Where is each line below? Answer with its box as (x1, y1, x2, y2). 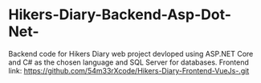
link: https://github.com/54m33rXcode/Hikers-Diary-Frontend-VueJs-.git (8, 65, 250, 75)
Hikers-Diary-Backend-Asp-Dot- (8, 6, 231, 24)
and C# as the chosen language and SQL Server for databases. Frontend (8, 57, 249, 67)
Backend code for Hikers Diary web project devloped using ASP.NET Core (8, 49, 254, 58)
